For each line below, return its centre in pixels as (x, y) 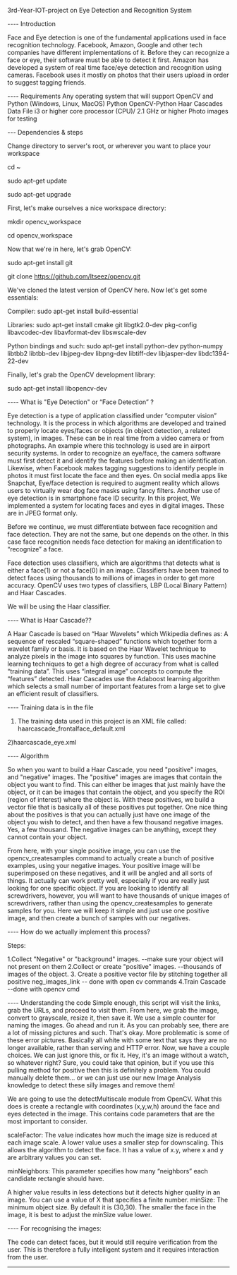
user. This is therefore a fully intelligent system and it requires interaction (113, 1250)
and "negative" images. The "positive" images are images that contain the (115, 777)
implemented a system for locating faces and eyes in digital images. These (116, 506)
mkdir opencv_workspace (44, 222)
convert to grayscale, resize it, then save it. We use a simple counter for (111, 1018)
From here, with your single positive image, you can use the (94, 850)
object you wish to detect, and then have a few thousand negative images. (115, 822)
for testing (22, 118)
